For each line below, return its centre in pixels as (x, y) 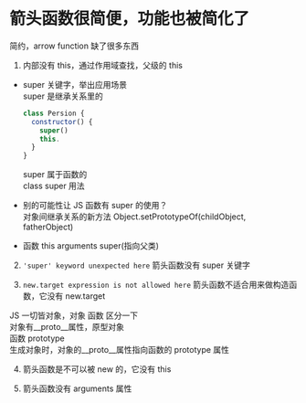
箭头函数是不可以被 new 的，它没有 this (97, 369)
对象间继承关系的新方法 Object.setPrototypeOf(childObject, (134, 217)
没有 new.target (76, 296)
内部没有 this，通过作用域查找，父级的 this (102, 65)
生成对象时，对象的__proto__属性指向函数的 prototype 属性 (120, 350)
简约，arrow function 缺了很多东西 (74, 46)
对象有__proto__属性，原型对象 (67, 327)
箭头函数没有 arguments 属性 (77, 388)
